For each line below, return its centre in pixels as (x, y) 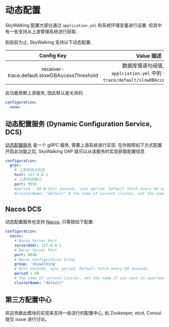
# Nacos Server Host (36, 241)
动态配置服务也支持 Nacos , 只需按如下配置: (50, 222)
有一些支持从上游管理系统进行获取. (41, 31)
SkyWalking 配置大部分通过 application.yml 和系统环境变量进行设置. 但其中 (83, 25)
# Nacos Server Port (36, 250)
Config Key (53, 55)
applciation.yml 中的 (137, 73)
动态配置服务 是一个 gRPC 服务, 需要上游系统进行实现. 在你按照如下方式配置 (84, 145)
